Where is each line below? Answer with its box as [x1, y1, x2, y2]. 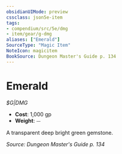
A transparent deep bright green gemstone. [6, 129, 114, 136]
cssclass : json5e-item [6, 14, 63, 20]
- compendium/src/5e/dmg [6, 25, 68, 32]
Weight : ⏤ [14, 117, 41, 124]
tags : [6, 20, 20, 26]
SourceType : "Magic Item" [6, 43, 71, 49]
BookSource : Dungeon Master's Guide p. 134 [6, 53, 117, 59]
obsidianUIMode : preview [6, 8, 68, 15]
